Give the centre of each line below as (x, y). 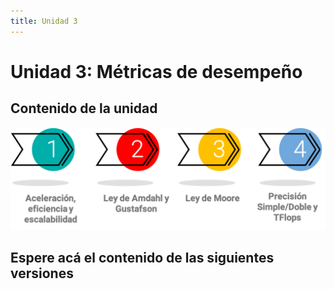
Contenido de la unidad (84, 108)
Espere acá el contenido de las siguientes (142, 258)
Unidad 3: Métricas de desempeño (156, 71)
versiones (42, 273)
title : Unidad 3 (44, 21)
